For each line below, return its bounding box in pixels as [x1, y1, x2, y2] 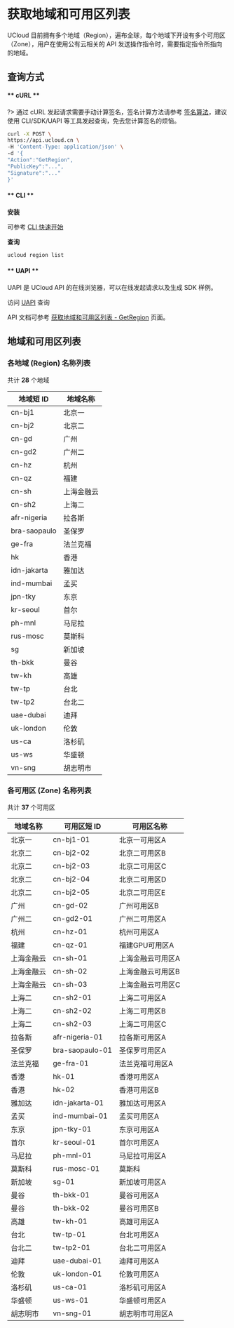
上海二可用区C [118, 1019, 167, 1029]
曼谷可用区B [118, 1203, 159, 1213]
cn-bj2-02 [53, 847, 90, 857]
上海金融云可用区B [118, 967, 180, 976]
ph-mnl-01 [53, 1150, 92, 1160]
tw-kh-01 [53, 1216, 88, 1226]
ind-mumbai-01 [53, 1110, 108, 1120]
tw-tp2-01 [53, 1242, 91, 1252]
